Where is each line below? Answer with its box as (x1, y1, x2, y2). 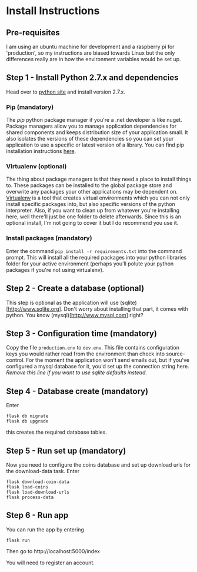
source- (166, 350, 185, 357)
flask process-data (6, 494, 54, 500)
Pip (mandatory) (6, 103, 54, 111)
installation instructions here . (6, 148, 76, 155)
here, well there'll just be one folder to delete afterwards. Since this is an (6, 213, 181, 220)
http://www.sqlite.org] (8, 305, 62, 312)
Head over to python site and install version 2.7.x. (6, 88, 125, 95)
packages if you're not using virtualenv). (6, 266, 104, 273)
